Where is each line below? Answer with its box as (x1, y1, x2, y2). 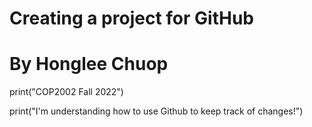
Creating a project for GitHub (9, 7, 254, 30)
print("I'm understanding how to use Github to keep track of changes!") (9, 105, 304, 117)
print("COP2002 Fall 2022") (9, 86, 124, 98)
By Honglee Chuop (9, 53, 169, 76)
